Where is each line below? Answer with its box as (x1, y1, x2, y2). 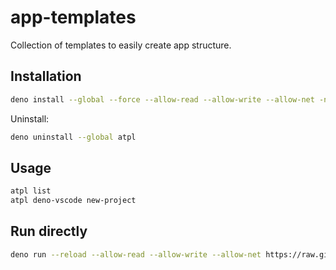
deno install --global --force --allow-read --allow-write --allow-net (10, 94, 315, 105)
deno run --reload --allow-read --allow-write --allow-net (10, 249, 262, 260)
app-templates (10, 6, 137, 29)
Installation (10, 68, 82, 85)
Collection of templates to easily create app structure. (10, 39, 232, 51)
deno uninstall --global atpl (10, 132, 137, 142)
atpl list (10, 186, 52, 196)
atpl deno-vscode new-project (10, 196, 137, 206)
